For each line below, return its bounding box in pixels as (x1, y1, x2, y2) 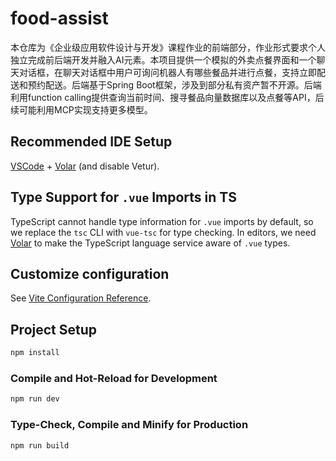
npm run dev (10, 394, 60, 404)
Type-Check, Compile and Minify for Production (10, 418, 249, 432)
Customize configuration (10, 265, 170, 282)
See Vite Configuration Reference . (10, 292, 152, 304)
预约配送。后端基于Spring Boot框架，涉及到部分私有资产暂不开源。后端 (27, 78, 322, 91)
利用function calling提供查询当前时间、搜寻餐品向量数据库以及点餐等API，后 (10, 91, 325, 103)
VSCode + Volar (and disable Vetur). (10, 160, 160, 172)
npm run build (10, 440, 70, 451)
